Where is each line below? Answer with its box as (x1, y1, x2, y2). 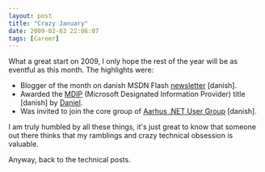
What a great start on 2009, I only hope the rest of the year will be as (8, 57, 238, 66)
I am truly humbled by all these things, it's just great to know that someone (8, 122, 257, 132)
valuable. (8, 139, 39, 149)
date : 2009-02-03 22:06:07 (8, 27, 99, 35)
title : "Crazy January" (8, 19, 89, 27)
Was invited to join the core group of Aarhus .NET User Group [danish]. (19, 107, 257, 116)
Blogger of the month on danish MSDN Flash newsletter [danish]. (19, 81, 237, 90)
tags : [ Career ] (8, 34, 60, 43)
